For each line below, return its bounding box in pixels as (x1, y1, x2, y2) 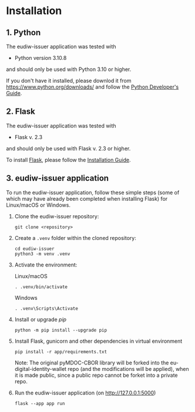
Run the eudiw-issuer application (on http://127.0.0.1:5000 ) (14, 389, 156, 396)
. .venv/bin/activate (14, 283, 68, 290)
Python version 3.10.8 (14, 55, 67, 61)
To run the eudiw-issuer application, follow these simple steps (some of (6, 189, 180, 196)
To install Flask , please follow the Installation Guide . (6, 156, 131, 163)
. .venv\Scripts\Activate (14, 305, 78, 312)
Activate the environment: (14, 261, 78, 268)
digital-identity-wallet (14, 365, 66, 372)
